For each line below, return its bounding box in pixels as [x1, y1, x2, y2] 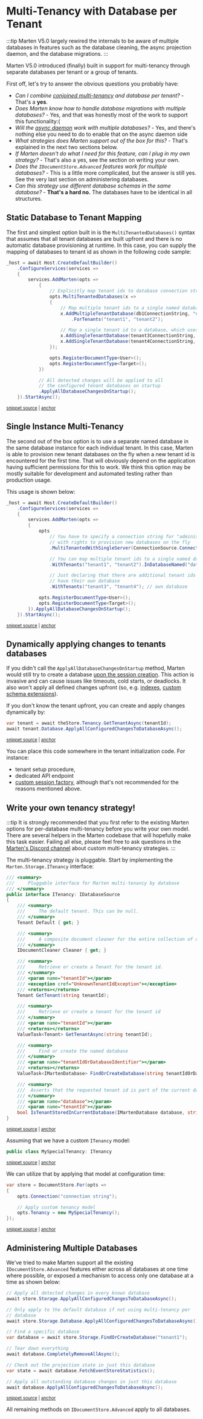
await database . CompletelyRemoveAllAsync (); [6, 1351, 120, 1357]
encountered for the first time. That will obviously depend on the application [6, 457, 195, 464]
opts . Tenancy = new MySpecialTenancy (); [17, 1210, 120, 1216]
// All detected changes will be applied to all [38, 377, 164, 383]
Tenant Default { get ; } [17, 919, 80, 926]
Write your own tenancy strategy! [6, 803, 136, 813]
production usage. [6, 476, 52, 484]
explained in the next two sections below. [14, 143, 118, 150]
